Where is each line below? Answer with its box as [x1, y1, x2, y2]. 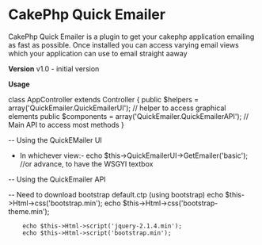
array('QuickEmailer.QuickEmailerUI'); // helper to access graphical [8, 103, 226, 113]
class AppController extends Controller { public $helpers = [8, 94, 199, 104]
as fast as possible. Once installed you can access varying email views [8, 40, 239, 49]
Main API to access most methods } [8, 120, 125, 129]
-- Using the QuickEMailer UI [8, 135, 103, 144]
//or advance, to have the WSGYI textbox [19, 159, 154, 168]
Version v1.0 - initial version [8, 63, 100, 73]
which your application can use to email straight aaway [8, 48, 188, 58]
